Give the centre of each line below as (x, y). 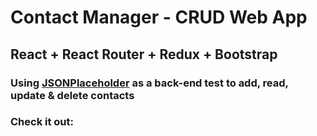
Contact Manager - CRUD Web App (159, 17)
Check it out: (42, 122)
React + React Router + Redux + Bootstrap (144, 54)
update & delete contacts (72, 95)
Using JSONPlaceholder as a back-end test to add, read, (149, 83)
